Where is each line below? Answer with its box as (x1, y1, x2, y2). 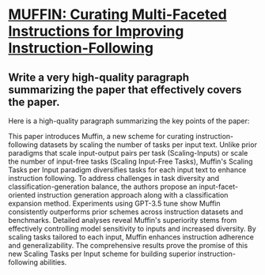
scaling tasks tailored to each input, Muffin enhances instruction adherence (8, 232, 255, 242)
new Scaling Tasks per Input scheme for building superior (8, 249, 196, 258)
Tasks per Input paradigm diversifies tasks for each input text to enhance (8, 165, 247, 175)
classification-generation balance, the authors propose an (8, 182, 198, 191)
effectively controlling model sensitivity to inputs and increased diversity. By (8, 224, 257, 233)
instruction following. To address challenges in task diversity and (8, 174, 220, 183)
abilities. (39, 258, 67, 266)
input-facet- (199, 182, 239, 191)
